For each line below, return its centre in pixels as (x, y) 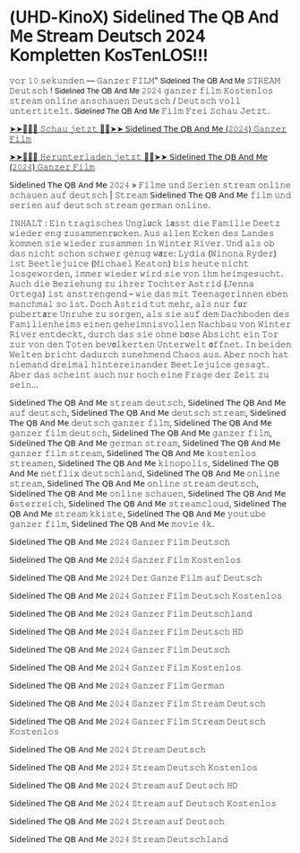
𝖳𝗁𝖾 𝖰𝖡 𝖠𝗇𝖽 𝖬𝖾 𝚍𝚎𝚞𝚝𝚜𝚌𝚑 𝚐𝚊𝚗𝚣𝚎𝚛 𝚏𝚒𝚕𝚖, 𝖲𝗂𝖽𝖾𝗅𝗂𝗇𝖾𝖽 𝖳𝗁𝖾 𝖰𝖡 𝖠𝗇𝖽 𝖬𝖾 (141, 422)
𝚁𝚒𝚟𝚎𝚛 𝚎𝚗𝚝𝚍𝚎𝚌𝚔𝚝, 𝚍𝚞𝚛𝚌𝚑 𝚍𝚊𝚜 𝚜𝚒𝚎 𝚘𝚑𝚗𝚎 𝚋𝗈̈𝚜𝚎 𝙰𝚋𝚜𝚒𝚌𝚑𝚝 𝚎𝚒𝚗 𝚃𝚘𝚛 (144, 334)
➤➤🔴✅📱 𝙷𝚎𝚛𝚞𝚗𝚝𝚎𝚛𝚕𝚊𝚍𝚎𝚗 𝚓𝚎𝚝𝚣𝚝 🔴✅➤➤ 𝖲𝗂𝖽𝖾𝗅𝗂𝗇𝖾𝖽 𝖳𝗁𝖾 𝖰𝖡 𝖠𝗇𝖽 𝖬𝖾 (139, 156)
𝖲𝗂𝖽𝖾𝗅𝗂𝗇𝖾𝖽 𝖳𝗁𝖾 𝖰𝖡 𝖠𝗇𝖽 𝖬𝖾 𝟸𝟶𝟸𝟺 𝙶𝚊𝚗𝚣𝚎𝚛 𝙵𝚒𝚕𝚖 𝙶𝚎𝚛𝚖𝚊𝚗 (117, 685)
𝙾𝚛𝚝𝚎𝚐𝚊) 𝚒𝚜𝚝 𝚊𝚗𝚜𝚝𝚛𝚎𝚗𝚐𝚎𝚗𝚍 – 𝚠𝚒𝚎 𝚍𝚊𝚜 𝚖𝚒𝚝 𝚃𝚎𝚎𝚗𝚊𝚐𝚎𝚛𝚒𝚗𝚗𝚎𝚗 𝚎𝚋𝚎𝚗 (149, 294)
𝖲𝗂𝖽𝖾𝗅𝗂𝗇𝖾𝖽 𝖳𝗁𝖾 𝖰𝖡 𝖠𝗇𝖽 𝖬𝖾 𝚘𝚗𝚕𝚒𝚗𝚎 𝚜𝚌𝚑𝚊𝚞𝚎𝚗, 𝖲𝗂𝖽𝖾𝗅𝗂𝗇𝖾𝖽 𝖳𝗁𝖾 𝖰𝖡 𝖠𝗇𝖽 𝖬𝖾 (148, 493)
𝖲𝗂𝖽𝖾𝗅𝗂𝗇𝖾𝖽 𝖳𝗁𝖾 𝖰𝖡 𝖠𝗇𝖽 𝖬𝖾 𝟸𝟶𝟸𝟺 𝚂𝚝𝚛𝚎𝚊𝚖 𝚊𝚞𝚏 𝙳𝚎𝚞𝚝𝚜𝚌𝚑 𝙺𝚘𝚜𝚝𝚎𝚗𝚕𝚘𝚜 (143, 803)
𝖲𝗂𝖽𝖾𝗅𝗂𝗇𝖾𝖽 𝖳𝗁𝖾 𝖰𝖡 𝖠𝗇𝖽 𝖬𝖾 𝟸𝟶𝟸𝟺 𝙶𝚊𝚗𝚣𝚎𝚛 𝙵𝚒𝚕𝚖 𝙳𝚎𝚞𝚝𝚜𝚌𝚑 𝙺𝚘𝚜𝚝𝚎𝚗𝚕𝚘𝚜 (146, 595)
